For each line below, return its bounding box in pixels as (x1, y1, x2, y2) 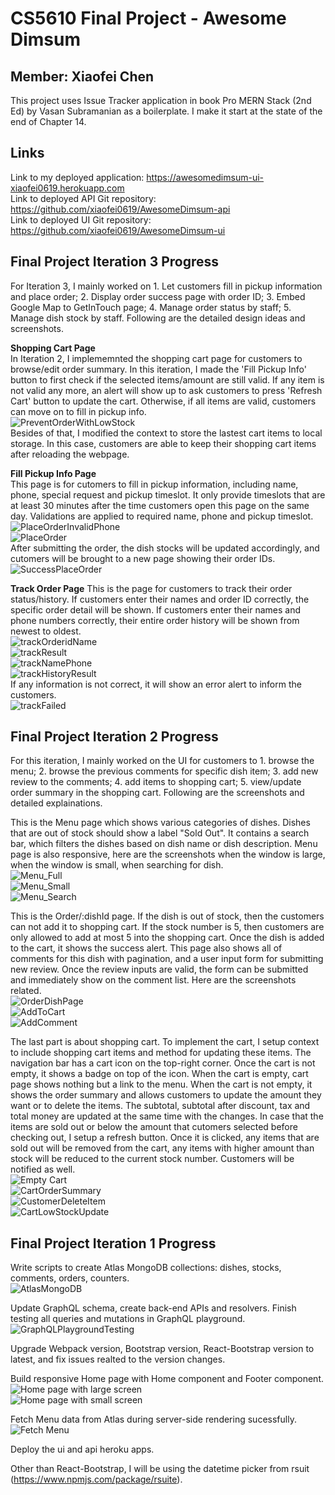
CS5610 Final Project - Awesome (10, 7, 287, 30)
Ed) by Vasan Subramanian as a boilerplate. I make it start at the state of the (10, 105, 323, 117)
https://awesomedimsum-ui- (146, 171, 264, 183)
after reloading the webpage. (10, 448, 130, 460)
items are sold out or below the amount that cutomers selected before (10, 1121, 298, 1133)
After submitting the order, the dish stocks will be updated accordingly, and (10, 542, 320, 554)
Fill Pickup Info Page (10, 467, 97, 479)
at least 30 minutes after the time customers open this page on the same (10, 499, 310, 511)
